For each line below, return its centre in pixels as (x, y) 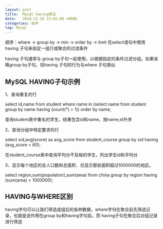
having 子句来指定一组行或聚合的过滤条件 (46, 48)
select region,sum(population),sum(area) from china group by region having (81, 175)
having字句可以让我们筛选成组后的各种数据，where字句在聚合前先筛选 (76, 209)
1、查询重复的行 (21, 94)
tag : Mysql (16, 28)
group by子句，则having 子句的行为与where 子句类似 (62, 65)
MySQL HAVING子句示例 (43, 82)
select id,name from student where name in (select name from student (76, 104)
